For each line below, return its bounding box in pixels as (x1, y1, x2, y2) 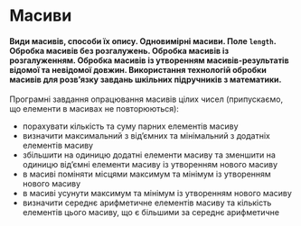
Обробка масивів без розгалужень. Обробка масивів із (9, 45, 229, 56)
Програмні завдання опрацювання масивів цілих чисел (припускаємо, (9, 94, 283, 104)
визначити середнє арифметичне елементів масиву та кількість (22, 197, 272, 208)
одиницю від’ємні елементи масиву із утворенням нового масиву (22, 159, 278, 170)
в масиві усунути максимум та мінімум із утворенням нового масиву (22, 188, 292, 199)
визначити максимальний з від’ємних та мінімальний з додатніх (22, 131, 271, 141)
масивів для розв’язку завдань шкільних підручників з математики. (9, 74, 282, 85)
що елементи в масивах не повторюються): (9, 104, 179, 114)
